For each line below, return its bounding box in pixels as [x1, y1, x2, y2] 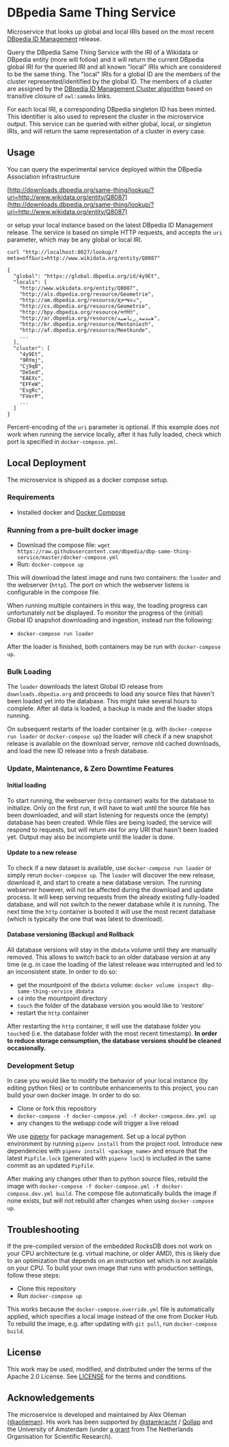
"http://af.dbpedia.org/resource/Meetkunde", [19, 327, 152, 333]
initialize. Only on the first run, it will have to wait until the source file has [7, 803, 211, 812]
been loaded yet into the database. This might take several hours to [7, 697, 197, 705]
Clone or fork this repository [16, 1105, 97, 1113]
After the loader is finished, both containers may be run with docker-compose [7, 643, 221, 651]
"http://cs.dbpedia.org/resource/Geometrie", [19, 303, 152, 309]
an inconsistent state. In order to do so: [7, 967, 118, 976]
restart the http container [16, 1009, 89, 1017]
